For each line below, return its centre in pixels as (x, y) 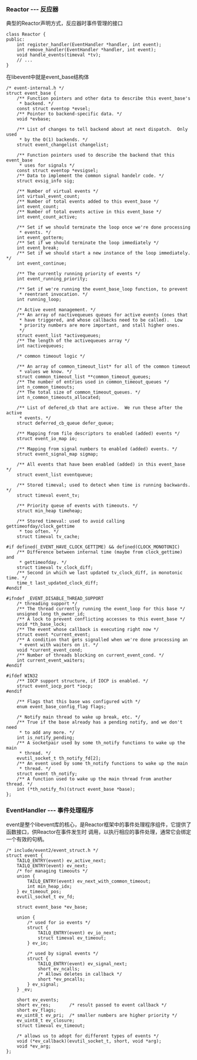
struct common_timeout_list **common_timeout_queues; (84, 377)
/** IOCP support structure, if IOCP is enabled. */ (83, 681)
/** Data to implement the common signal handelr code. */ (91, 176)
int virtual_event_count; (49, 197)
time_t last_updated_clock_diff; (58, 583)
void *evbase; (34, 119)
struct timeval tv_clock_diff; (55, 568)
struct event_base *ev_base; (52, 907)
